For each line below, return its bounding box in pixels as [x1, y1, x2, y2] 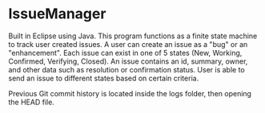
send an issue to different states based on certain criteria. [8, 73, 199, 83]
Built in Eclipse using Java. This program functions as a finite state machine [8, 31, 258, 41]
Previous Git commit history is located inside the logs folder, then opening [8, 88, 252, 98]
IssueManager [8, 5, 106, 23]
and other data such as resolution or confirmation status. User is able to [8, 64, 246, 74]
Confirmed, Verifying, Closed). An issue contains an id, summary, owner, [8, 56, 248, 66]
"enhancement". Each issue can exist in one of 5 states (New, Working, [8, 48, 243, 57]
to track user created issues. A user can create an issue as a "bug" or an [8, 39, 248, 49]
